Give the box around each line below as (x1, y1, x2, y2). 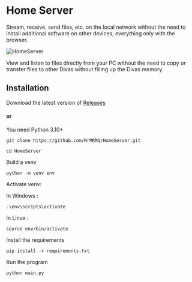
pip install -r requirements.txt (6, 248, 90, 254)
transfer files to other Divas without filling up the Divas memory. (6, 65, 164, 72)
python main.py (6, 270, 44, 276)
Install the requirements (6, 236, 65, 243)
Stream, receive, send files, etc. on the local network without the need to (6, 23, 186, 31)
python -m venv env (6, 170, 55, 176)
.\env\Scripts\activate (6, 204, 66, 210)
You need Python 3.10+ (6, 126, 64, 133)
